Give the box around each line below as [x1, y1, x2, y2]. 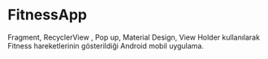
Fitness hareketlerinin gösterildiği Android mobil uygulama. [7, 40, 205, 50]
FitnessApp [7, 6, 87, 24]
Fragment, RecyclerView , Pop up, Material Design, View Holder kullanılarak [7, 32, 261, 42]
